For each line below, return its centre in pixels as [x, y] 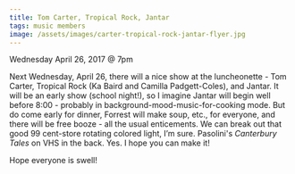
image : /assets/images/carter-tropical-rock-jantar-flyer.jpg [127, 34]
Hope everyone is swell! [54, 161]
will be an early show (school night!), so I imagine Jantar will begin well [140, 95]
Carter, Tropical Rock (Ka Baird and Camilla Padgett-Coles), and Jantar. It [144, 87]
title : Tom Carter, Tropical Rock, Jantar [89, 17]
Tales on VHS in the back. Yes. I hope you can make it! [110, 143]
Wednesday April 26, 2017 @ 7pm [72, 60]
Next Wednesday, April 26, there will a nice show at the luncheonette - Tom [148, 77]
